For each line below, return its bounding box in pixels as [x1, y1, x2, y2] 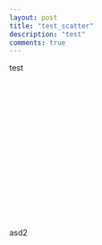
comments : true [9, 38, 66, 47]
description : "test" [9, 30, 87, 38]
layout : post [9, 13, 58, 22]
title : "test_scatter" [9, 21, 94, 30]
